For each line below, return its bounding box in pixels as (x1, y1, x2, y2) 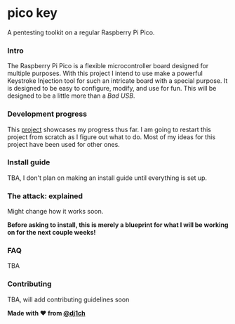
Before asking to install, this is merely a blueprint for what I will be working (7, 221, 229, 229)
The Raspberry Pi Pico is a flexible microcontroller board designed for (7, 62, 209, 70)
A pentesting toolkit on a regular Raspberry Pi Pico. (7, 28, 155, 37)
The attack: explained (7, 191, 83, 201)
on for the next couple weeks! (7, 228, 96, 237)
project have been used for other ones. (7, 140, 121, 148)
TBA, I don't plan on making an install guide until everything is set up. (7, 174, 208, 182)
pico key (7, 5, 58, 21)
